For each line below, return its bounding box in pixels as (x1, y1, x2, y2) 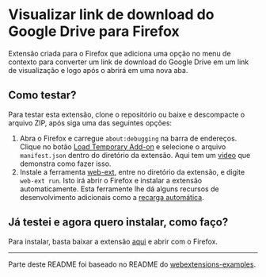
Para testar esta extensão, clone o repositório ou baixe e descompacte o (8, 110, 245, 119)
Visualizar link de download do (8, 6, 215, 24)
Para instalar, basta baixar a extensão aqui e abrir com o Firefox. (8, 237, 218, 246)
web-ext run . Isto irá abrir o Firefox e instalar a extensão (19, 175, 203, 185)
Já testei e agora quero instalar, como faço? (8, 216, 229, 229)
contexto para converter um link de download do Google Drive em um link (8, 57, 249, 67)
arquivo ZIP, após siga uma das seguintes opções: (8, 117, 173, 128)
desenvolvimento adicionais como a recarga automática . (19, 192, 204, 202)
